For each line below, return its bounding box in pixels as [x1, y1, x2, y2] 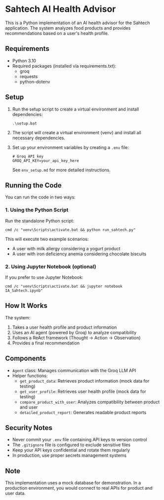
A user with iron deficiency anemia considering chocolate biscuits [12, 251, 147, 257]
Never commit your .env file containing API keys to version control [12, 437, 147, 443]
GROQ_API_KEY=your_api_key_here [12, 158, 79, 163]
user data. [5, 490, 26, 497]
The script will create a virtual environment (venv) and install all [12, 129, 142, 135]
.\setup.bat [12, 121, 37, 126]
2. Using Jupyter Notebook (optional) [5, 263, 96, 270]
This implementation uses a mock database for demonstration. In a [5, 480, 141, 486]
